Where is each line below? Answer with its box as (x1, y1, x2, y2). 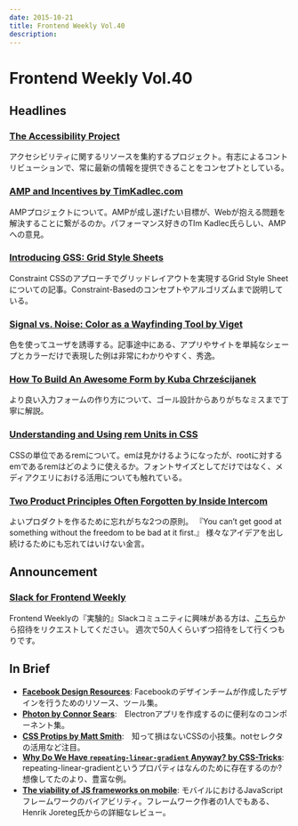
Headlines (9, 103, 67, 118)
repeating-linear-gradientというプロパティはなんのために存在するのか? (21, 762, 283, 773)
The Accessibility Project (9, 130, 120, 142)
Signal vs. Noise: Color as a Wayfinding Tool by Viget (9, 318, 243, 330)
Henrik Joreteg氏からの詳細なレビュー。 (21, 806, 171, 817)
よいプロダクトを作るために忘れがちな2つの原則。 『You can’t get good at (9, 516, 282, 527)
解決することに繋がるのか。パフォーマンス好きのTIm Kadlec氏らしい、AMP (9, 217, 286, 228)
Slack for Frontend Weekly (9, 591, 126, 603)
